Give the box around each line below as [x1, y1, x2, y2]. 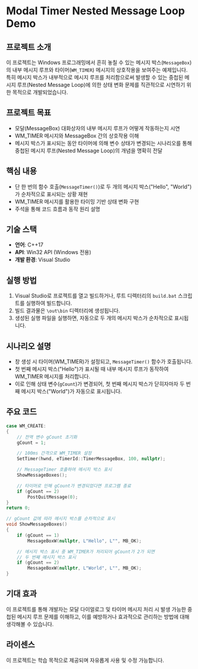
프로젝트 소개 [6, 42, 52, 52]
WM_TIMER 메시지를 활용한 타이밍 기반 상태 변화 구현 [14, 198, 139, 205]
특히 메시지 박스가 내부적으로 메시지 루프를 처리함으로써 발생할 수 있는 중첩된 [6, 74, 184, 81]
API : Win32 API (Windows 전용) [14, 249, 92, 256]
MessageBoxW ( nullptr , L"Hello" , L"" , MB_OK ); [27, 537, 142, 544]
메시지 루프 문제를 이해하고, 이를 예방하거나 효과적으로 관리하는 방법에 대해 [17, 613, 190, 620]
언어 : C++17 [14, 241, 43, 248]
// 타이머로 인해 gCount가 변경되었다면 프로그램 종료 [17, 483, 132, 489]
